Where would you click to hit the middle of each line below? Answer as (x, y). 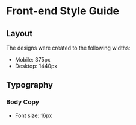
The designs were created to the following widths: (68, 48)
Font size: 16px (33, 115)
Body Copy (23, 102)
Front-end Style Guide (63, 11)
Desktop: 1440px (36, 66)
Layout (20, 34)
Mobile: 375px (32, 59)
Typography (29, 85)
